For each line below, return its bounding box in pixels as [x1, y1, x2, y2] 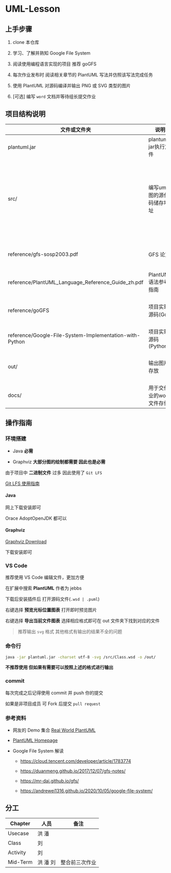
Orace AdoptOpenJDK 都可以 [5, 515, 67, 521]
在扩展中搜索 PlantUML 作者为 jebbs [5, 585, 82, 591]
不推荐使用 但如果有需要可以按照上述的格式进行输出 [5, 664, 113, 670]
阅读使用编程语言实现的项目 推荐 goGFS [12, 61, 97, 67]
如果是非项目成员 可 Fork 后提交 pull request [5, 700, 101, 707]
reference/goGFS [8, 307, 49, 314]
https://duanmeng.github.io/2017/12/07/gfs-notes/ [20, 768, 126, 774]
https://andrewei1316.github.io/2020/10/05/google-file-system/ [20, 787, 153, 794]
